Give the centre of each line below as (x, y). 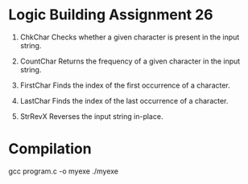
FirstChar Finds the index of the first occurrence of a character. (125, 85)
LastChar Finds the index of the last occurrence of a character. (124, 100)
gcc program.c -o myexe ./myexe (64, 171)
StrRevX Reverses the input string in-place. (91, 116)
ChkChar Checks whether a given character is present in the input (130, 37)
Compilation (50, 149)
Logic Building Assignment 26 (111, 15)
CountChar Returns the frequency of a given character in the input (130, 61)
